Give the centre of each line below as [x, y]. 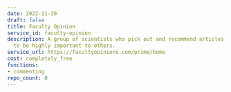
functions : [23, 65]
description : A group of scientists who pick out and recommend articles [116, 39]
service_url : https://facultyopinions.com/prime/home [86, 53]
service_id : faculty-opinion [49, 33]
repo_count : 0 [28, 78]
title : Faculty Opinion [41, 26]
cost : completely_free [40, 59]
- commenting [26, 71]
